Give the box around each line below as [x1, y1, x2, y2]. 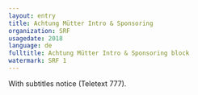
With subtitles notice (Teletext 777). [8, 78, 127, 89]
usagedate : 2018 [8, 34, 63, 43]
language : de [8, 42, 53, 50]
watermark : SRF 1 [8, 57, 67, 65]
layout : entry [8, 11, 57, 20]
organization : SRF [8, 27, 70, 35]
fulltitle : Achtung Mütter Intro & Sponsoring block [8, 49, 190, 57]
